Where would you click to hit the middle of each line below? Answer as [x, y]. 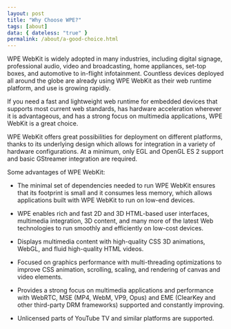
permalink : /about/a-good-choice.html [63, 39]
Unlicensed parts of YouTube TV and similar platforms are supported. [115, 319]
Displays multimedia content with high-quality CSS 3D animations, [111, 241]
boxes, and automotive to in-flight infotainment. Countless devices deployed [115, 74]
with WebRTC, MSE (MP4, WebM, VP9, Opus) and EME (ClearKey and [116, 298]
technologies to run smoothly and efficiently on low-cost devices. [110, 228]
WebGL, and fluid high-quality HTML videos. [80, 249]
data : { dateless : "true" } [48, 33]
